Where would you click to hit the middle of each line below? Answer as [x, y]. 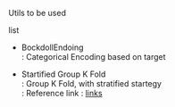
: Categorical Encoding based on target [93, 57]
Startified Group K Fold [63, 74]
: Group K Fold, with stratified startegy [92, 83]
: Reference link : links [62, 93]
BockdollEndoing [52, 47]
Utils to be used [37, 13]
